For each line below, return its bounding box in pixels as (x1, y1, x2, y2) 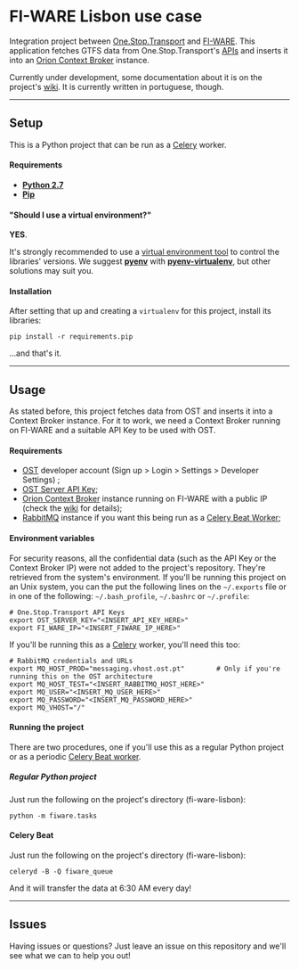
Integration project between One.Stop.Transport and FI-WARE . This (9, 36, 255, 46)
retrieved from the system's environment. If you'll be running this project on (9, 571, 287, 582)
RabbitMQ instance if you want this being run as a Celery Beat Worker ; (21, 513, 282, 523)
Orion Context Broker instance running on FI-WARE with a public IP (21, 493, 268, 505)
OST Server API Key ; (21, 484, 99, 495)
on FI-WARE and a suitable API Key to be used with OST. (9, 425, 216, 436)
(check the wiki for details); (21, 503, 123, 514)
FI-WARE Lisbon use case (9, 6, 203, 27)
